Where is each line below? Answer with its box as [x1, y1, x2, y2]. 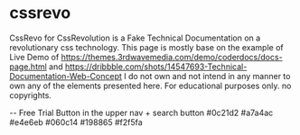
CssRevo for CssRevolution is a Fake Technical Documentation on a [9, 32, 261, 43]
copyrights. [9, 89, 52, 101]
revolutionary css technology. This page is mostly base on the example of [9, 41, 285, 52]
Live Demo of [9, 51, 60, 62]
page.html [9, 61, 47, 72]
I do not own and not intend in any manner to [123, 70, 291, 81]
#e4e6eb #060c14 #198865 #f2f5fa [9, 116, 143, 128]
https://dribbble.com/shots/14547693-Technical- [64, 61, 248, 72]
